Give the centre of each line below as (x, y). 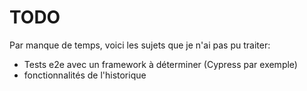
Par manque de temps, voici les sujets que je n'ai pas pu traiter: (140, 45)
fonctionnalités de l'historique (85, 75)
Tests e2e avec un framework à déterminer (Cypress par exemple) (160, 64)
